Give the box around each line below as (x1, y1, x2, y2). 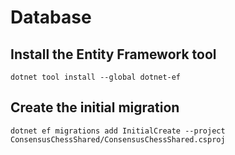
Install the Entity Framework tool (10, 46, 217, 63)
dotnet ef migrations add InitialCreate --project (10, 126, 226, 136)
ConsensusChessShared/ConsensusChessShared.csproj (10, 134, 226, 145)
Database (10, 6, 92, 29)
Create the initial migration (10, 99, 180, 116)
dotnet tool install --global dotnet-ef (10, 72, 182, 82)
